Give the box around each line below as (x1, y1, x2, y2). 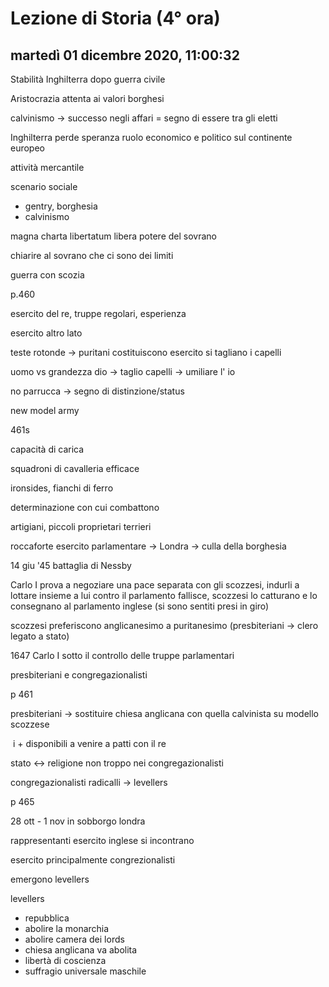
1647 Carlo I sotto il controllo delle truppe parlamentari (10, 650, 235, 661)
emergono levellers (10, 873, 90, 885)
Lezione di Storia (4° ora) (10, 7, 221, 30)
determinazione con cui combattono (10, 502, 160, 513)
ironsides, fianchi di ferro (10, 482, 114, 494)
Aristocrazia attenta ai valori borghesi (10, 93, 165, 104)
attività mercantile (10, 162, 85, 173)
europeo (10, 142, 46, 154)
